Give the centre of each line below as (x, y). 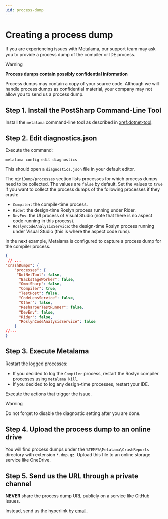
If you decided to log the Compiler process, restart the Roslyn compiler (86, 373)
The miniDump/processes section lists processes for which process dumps (81, 179)
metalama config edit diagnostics (41, 160)
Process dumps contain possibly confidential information (67, 74)
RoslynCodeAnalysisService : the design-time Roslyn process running (83, 226)
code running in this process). (44, 221)
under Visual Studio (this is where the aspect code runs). (71, 231)
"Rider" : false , (35, 317)
